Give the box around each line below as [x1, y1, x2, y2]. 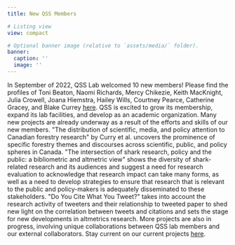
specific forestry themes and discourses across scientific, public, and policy [7, 140, 228, 148]
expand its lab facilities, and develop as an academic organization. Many [7, 110, 217, 119]
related [7, 162, 28, 171]
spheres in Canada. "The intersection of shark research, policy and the [7, 148, 212, 156]
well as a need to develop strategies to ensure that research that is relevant [7, 177, 224, 185]
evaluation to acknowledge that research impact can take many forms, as [7, 169, 220, 178]
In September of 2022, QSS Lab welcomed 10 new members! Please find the [7, 80, 229, 89]
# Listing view [7, 22, 52, 30]
